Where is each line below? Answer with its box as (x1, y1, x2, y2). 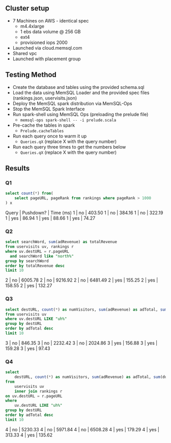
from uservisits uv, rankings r (5, 244, 74, 249)
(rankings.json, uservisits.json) (12, 95, 77, 101)
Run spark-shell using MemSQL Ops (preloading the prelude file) (12, 111, 149, 117)
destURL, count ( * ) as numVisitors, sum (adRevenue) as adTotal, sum (14, 375, 160, 380)
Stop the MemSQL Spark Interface (12, 106, 85, 112)
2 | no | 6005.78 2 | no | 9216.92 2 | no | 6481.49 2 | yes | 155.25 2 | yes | (5, 277, 158, 283)
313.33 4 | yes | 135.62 (5, 432, 52, 438)
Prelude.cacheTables (20, 128, 64, 133)
